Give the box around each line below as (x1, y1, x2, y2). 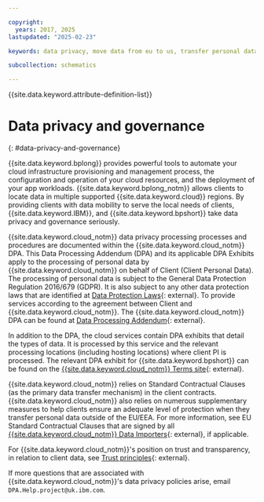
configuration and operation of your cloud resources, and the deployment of (8, 175, 255, 185)
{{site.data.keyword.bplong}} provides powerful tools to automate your (8, 159, 237, 168)
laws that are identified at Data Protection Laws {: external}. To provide (8, 291, 236, 300)
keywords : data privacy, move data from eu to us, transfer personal (8, 47, 241, 55)
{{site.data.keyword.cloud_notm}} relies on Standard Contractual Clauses (8, 379, 246, 389)
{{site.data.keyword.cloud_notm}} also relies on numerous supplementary (8, 396, 247, 405)
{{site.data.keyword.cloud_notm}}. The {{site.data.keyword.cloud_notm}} (8, 307, 245, 317)
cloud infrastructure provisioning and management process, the (8, 167, 214, 177)
